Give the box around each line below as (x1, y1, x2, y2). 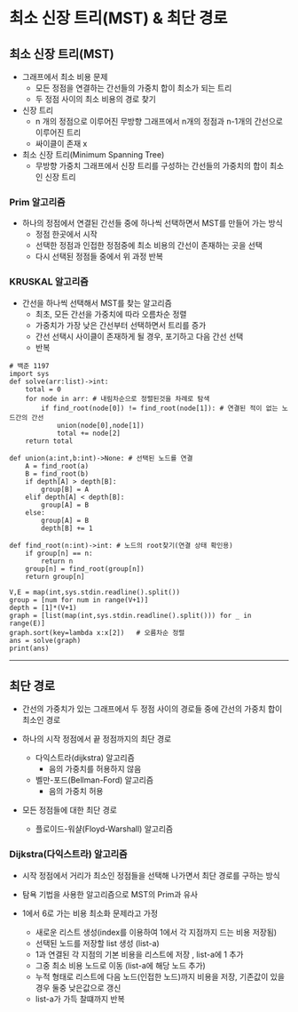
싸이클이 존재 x (35, 139, 88, 149)
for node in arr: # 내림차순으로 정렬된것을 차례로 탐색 (25, 394, 210, 403)
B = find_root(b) (25, 469, 90, 478)
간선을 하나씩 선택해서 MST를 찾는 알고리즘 (21, 297, 173, 308)
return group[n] (25, 572, 86, 581)
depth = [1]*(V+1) (9, 603, 77, 612)
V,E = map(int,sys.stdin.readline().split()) (9, 588, 180, 597)
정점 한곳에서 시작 (35, 229, 98, 240)
